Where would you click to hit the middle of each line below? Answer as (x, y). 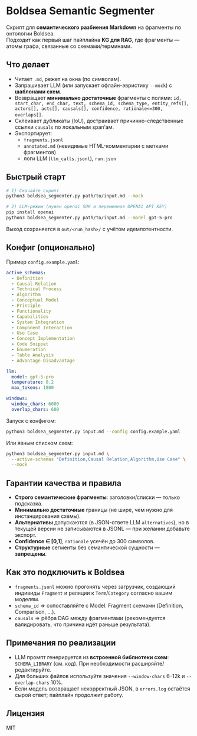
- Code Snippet (30, 344)
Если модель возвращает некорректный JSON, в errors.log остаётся (102, 688)
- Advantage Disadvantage (43, 361)
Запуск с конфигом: (31, 420)
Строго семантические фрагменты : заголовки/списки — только (97, 497)
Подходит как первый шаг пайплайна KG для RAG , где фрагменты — (93, 40)
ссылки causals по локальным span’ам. (64, 127)
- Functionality (31, 311)
